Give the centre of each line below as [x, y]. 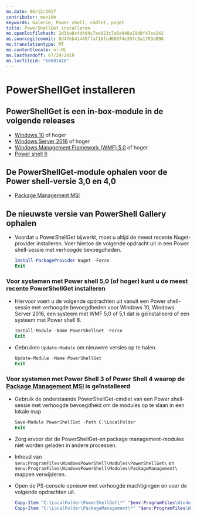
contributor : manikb [31, 17]
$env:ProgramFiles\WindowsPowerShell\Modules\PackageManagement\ [96, 468]
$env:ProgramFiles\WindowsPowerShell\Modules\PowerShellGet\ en [94, 463]
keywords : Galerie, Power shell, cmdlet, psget [65, 22]
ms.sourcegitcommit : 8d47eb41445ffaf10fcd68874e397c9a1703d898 [85, 39]
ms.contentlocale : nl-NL [36, 50]
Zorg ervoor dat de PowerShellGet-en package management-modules [99, 439]
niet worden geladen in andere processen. [66, 445]
